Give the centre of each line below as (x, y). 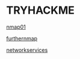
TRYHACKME (41, 10)
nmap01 (16, 27)
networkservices (27, 50)
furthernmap (22, 38)
